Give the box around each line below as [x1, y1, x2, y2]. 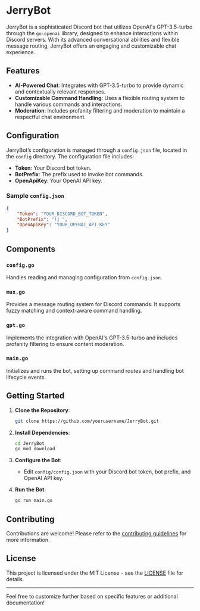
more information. [6, 536, 50, 543]
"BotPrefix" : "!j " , [17, 216, 68, 222]
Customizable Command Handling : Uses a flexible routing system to [14, 94, 185, 101]
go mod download [14, 446, 55, 452]
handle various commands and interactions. [14, 101, 123, 108]
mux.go [6, 288, 26, 295]
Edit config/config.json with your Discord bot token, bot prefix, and [23, 468, 191, 475]
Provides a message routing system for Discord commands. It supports [6, 301, 181, 308]
